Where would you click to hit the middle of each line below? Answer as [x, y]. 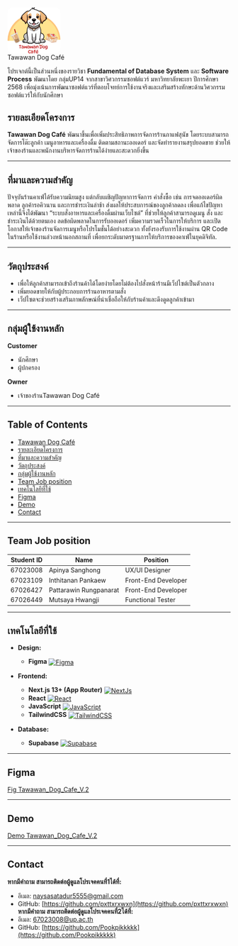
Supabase [43, 742]
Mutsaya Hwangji [74, 600]
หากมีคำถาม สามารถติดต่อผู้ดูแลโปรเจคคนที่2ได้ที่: [75, 911]
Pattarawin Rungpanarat [84, 590]
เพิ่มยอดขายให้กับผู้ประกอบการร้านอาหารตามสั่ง [72, 291]
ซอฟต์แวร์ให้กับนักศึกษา [35, 95]
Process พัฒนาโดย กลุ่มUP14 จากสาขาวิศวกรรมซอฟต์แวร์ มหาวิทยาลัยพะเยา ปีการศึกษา [113, 79]
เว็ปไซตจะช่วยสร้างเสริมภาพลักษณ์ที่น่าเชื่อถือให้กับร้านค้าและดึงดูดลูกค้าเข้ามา [106, 299]
